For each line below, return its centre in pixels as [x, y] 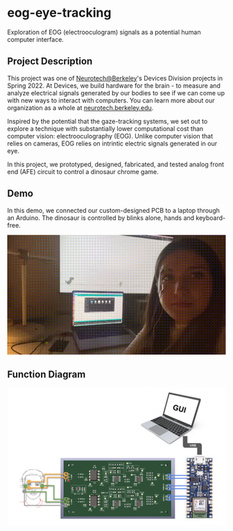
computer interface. [36, 39]
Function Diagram [46, 374]
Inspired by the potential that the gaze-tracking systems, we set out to [107, 121]
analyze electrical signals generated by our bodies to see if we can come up [116, 93]
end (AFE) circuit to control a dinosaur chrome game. [83, 171]
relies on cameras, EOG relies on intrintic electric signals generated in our [112, 143]
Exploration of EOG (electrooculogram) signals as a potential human [104, 32]
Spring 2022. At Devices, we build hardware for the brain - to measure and [114, 86]
